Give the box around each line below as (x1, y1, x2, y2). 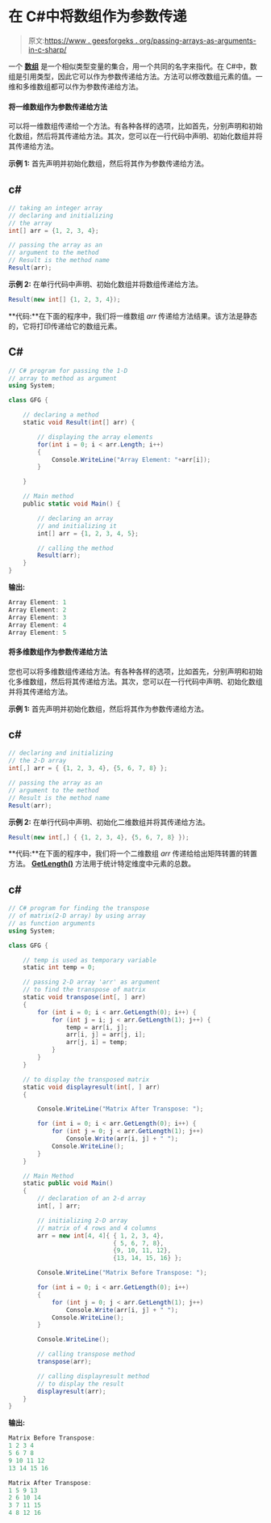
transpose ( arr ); (37, 1358, 92, 1366)
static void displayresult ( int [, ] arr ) (23, 1083, 161, 1091)
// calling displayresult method (37, 1372, 150, 1380)
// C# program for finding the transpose (8, 904, 150, 912)
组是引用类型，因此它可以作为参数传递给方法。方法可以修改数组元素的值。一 (8, 71, 263, 81)
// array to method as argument (8, 374, 117, 383)
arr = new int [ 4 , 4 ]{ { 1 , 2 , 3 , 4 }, (37, 1231, 165, 1240)
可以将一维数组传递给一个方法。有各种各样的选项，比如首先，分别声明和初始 (8, 121, 263, 131)
